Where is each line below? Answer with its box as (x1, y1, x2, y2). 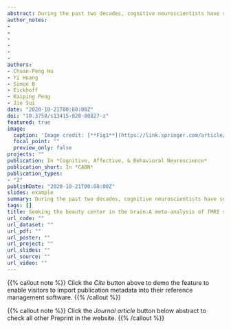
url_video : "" (7, 259, 48, 266)
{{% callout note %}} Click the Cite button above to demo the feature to (7, 278, 210, 286)
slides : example (7, 189, 54, 196)
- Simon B (7, 81, 36, 87)
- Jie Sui (7, 100, 36, 107)
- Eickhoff (7, 87, 38, 94)
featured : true (7, 118, 51, 126)
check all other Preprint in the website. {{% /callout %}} (7, 314, 165, 322)
